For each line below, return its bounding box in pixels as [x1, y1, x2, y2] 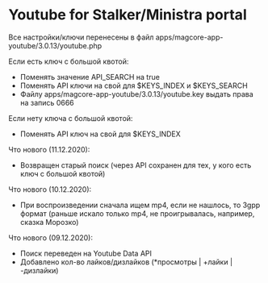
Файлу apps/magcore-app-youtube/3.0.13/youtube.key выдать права [19, 89, 254, 98]
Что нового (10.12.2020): [8, 184, 92, 194]
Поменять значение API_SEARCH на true [19, 72, 160, 81]
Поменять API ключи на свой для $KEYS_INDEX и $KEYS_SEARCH [19, 81, 248, 90]
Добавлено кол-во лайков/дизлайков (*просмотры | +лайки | [19, 256, 232, 267]
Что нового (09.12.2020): [8, 232, 94, 243]
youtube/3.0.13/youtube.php [8, 40, 103, 50]
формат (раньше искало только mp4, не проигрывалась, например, [19, 208, 255, 218]
